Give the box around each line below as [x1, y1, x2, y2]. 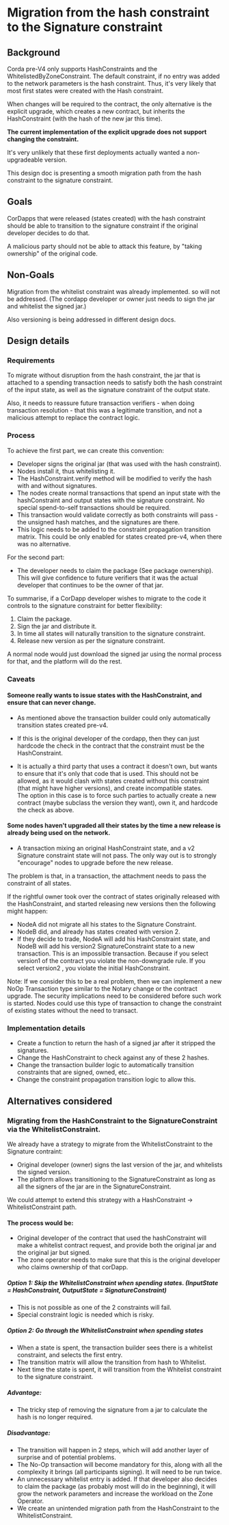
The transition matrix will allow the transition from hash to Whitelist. [16, 1358, 206, 1367]
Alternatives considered [7, 1095, 113, 1107]
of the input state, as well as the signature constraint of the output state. [7, 386, 211, 394]
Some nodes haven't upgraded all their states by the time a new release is [7, 821, 221, 830]
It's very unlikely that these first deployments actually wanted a [7, 149, 185, 156]
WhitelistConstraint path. [7, 1203, 77, 1211]
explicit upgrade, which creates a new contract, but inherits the [7, 108, 185, 115]
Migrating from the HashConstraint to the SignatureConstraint [7, 1116, 218, 1125]
